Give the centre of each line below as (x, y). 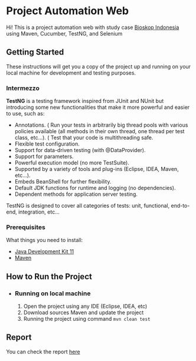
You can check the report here (43, 352)
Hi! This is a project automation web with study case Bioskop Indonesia (93, 27)
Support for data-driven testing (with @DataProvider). (80, 150)
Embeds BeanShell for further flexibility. (63, 182)
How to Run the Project (49, 276)
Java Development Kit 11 (44, 252)
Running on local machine (53, 293)
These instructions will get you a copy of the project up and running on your (98, 66)
